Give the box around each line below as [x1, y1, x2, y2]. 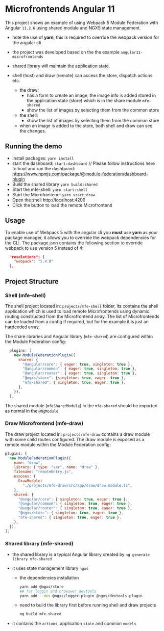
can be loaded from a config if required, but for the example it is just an [5, 318, 149, 324]
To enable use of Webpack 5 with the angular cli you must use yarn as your [5, 229, 158, 235]
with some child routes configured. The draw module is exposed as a [5, 436, 144, 442]
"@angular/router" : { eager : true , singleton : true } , [23, 371, 137, 376]
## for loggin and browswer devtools [19, 589, 97, 594]
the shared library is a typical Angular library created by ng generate [12, 551, 150, 557]
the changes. [19, 128, 47, 133]
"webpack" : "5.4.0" [14, 259, 54, 264]
